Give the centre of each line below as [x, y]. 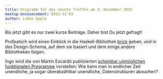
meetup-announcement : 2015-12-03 [39, 14]
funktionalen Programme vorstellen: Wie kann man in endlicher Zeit [73, 66]
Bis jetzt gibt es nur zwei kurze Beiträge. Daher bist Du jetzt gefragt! [74, 32]
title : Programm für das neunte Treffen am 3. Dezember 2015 [69, 9]
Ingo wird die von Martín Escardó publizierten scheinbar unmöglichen [75, 62]
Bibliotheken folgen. [25, 52]
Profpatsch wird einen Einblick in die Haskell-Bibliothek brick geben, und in [81, 42]
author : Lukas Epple [26, 18]
